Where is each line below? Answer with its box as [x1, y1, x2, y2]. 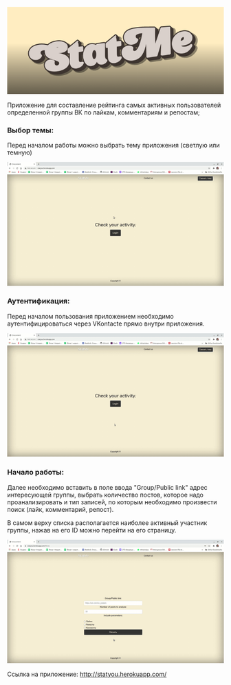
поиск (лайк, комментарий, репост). [7, 505, 114, 513]
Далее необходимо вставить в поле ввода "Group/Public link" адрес [7, 483, 208, 491]
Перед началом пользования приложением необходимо [7, 312, 174, 320]
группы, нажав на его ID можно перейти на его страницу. [7, 526, 177, 534]
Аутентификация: [7, 297, 70, 306]
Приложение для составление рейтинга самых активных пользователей [7, 101, 221, 109]
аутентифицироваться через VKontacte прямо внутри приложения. [7, 319, 205, 328]
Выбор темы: [7, 125, 54, 135]
